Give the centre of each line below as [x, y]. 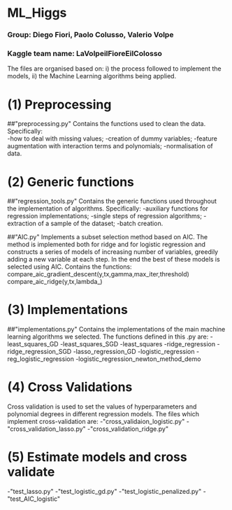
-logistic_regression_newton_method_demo [138, 359]
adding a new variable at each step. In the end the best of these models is [114, 260]
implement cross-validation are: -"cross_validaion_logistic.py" [96, 422]
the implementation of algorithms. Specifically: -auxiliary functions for [108, 208]
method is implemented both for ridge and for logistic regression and [107, 245]
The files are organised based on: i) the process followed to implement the [114, 69]
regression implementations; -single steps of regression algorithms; [105, 216]
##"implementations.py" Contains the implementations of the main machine [116, 330]
